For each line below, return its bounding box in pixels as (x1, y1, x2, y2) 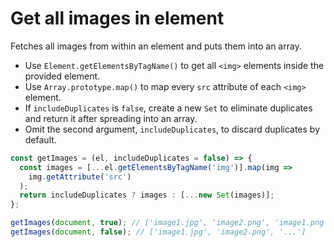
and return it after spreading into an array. (24, 112, 198, 124)
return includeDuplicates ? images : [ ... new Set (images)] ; (19, 190, 275, 201)
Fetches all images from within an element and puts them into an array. (10, 40, 302, 52)
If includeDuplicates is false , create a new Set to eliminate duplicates (24, 102, 313, 114)
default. (24, 133, 57, 146)
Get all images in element (10, 7, 225, 30)
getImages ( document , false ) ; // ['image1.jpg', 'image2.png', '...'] (10, 227, 307, 237)
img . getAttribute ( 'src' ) (28, 172, 132, 182)
